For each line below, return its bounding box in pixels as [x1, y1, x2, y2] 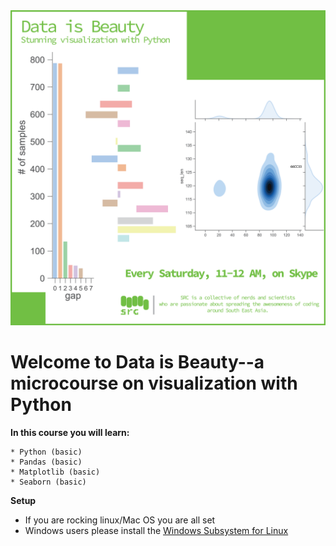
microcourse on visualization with [10, 372, 298, 395]
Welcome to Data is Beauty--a [10, 351, 265, 374]
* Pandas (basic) [10, 457, 83, 467]
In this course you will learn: [10, 426, 130, 438]
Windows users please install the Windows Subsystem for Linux [24, 524, 289, 536]
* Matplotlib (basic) [10, 467, 101, 477]
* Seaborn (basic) [10, 477, 87, 487]
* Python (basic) [10, 447, 83, 457]
